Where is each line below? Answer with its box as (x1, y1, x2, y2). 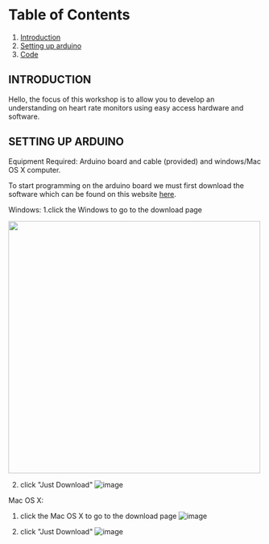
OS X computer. (8, 165, 61, 174)
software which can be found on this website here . (8, 189, 177, 199)
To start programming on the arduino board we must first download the (8, 180, 244, 190)
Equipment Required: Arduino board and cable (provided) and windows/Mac (8, 156, 262, 166)
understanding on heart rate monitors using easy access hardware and (8, 103, 244, 112)
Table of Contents (8, 6, 130, 24)
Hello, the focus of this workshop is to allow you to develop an (8, 94, 215, 104)
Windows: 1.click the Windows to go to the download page (8, 204, 203, 215)
